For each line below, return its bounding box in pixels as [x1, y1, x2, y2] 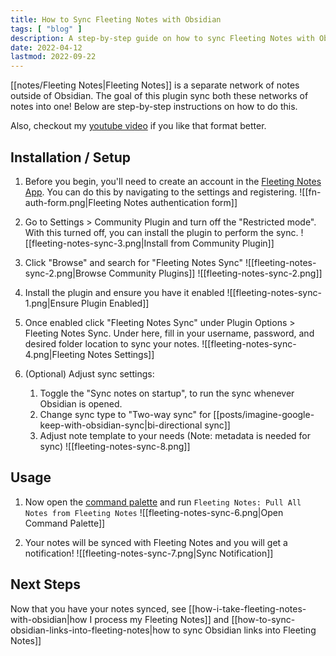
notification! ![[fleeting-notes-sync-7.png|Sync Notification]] [24, 547, 274, 559]
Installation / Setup [10, 149, 131, 166]
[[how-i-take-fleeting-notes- [188, 602, 307, 615]
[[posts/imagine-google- [213, 408, 315, 420]
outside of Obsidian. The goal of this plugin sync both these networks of [10, 90, 309, 102]
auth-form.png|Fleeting [24, 196, 122, 208]
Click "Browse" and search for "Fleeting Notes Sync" [24, 256, 243, 268]
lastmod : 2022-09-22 [10, 52, 97, 62]
